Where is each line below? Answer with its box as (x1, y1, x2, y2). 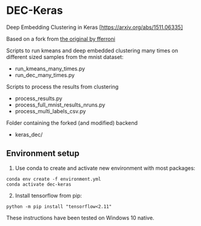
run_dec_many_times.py (14, 71, 75, 78)
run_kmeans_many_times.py (14, 64, 86, 72)
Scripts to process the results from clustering (6, 83, 119, 90)
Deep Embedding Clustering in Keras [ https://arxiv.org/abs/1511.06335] (6, 24, 183, 31)
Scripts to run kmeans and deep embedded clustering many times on (6, 46, 179, 54)
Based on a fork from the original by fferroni (6, 35, 116, 42)
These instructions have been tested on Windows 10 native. (6, 214, 155, 221)
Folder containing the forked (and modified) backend (6, 119, 138, 127)
